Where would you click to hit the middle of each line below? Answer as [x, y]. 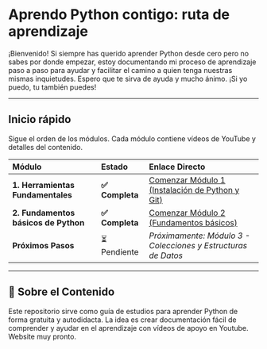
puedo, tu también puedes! [52, 87]
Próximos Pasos [43, 245]
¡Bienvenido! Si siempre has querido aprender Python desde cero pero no [128, 53]
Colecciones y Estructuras [198, 245]
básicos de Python [48, 222]
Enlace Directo [177, 167]
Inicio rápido [40, 119]
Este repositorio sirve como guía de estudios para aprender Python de [123, 311]
